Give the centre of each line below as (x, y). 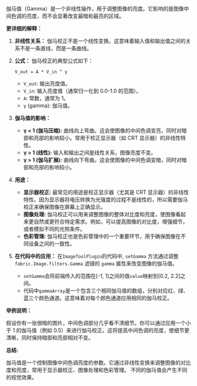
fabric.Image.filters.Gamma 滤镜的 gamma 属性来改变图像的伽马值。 (96, 264)
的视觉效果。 (21, 377)
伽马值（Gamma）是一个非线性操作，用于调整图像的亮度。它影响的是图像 (95, 9)
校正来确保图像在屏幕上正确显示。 (64, 207)
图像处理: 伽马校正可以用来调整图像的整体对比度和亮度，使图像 (99, 214)
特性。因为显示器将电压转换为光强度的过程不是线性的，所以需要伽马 (106, 199)
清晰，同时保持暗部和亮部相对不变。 (50, 338)
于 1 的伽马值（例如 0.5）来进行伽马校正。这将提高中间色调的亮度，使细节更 (98, 330)
